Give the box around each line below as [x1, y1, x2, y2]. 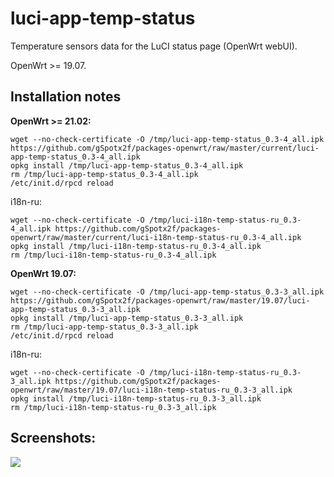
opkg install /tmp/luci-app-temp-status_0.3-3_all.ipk [10, 313, 244, 323]
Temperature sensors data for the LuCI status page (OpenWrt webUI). [10, 40, 298, 52]
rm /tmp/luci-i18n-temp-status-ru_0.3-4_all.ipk [10, 250, 217, 260]
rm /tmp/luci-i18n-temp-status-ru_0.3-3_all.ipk [10, 402, 217, 412]
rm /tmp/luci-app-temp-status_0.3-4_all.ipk [10, 169, 199, 179]
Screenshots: [10, 430, 97, 447]
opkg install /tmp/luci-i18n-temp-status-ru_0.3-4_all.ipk [10, 241, 262, 251]
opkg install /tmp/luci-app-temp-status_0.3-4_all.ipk [10, 160, 244, 171]
